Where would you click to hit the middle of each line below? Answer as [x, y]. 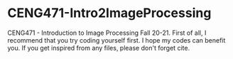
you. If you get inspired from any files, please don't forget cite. [99, 48]
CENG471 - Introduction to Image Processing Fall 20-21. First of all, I [107, 33]
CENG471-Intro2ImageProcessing [109, 13]
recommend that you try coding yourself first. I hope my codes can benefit [116, 40]
